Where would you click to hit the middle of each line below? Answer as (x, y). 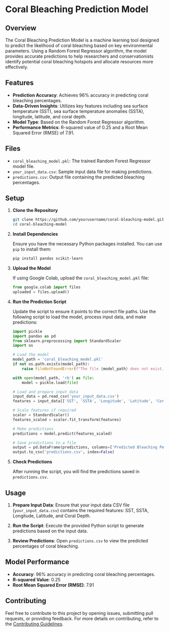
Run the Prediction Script (39, 302)
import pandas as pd (34, 336)
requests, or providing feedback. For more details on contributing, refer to (82, 618)
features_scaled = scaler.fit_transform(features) (67, 419)
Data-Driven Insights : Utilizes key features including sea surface (80, 106)
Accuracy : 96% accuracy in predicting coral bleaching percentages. (84, 574)
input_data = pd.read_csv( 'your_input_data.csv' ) (66, 396)
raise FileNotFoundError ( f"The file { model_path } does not (85, 369)
